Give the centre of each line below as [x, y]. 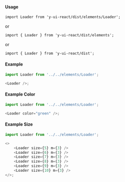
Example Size [19, 124]
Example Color [20, 94]
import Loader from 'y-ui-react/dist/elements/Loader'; [63, 17]
